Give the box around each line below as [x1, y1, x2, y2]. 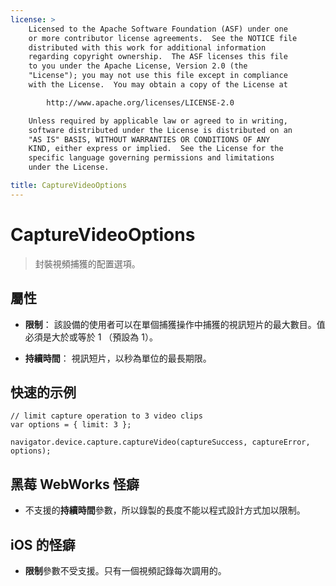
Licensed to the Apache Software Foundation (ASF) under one [28, 24, 288, 34]
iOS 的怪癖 [10, 536, 76, 553]
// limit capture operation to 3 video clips [10, 411, 203, 421]
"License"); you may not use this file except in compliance [28, 71, 288, 81]
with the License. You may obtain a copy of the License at [28, 80, 288, 90]
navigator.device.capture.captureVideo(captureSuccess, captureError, [10, 437, 311, 448]
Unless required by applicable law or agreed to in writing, [28, 116, 288, 126]
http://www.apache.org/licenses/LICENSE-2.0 [46, 97, 235, 108]
